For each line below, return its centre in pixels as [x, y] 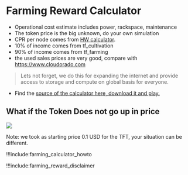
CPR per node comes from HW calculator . [65, 39]
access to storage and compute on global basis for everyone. [94, 82]
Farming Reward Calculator [74, 11]
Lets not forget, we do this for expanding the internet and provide [99, 76]
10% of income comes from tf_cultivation [64, 46]
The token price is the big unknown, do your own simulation [87, 33]
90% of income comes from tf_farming [61, 52]
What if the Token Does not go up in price [83, 111]
